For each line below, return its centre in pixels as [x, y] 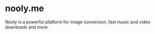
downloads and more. [27, 27]
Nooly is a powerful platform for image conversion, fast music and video [78, 22]
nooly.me [25, 8]
